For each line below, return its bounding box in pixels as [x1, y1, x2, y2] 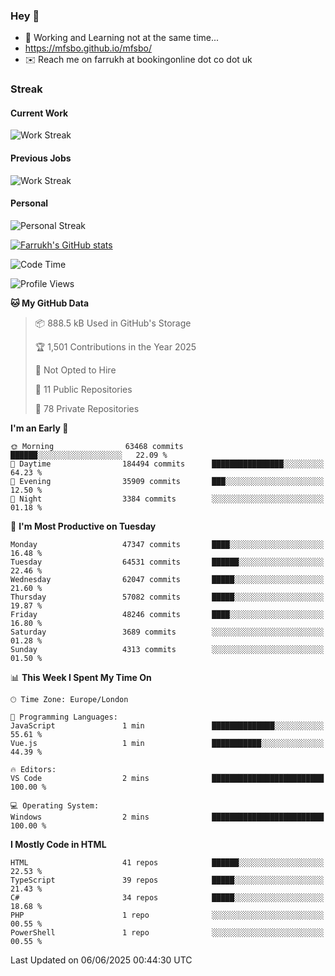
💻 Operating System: [10, 800, 100, 811]
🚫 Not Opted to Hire [34, 364, 117, 376]
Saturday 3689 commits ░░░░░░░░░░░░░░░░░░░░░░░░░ [10, 627, 325, 637]
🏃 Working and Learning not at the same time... [24, 32, 220, 44]
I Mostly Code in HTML [10, 838, 107, 850]
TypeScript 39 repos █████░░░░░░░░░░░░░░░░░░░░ [10, 875, 325, 885]
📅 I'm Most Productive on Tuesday [10, 520, 157, 532]
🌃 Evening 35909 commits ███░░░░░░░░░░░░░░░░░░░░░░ [10, 476, 325, 486]
